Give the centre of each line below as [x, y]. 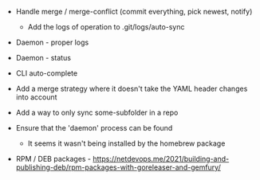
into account [36, 97]
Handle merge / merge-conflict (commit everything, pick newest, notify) [134, 12]
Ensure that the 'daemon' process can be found [94, 128]
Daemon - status [43, 58]
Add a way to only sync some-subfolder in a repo [97, 112]
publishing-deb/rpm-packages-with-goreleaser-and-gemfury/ [118, 167]
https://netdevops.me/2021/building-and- [161, 159]
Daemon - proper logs [52, 42]
